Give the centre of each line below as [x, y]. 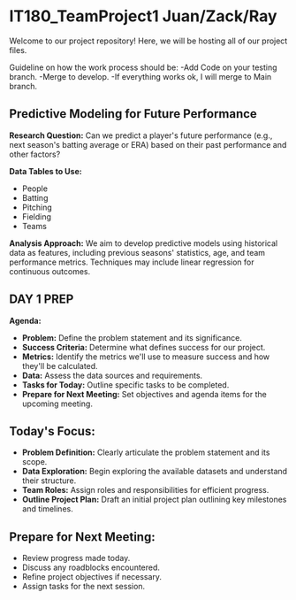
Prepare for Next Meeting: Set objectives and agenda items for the [144, 394]
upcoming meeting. [57, 404]
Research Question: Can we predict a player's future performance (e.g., [141, 135]
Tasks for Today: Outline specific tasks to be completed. [125, 385]
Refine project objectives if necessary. [91, 577]
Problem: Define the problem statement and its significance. [132, 337]
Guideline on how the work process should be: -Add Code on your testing [143, 67]
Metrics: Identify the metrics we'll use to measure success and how [146, 357]
